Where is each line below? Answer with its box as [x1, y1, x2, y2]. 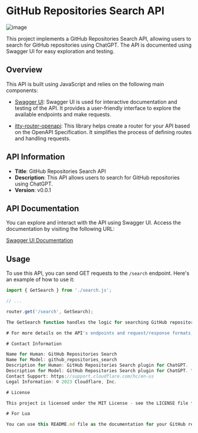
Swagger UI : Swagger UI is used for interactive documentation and [14, 98, 177, 105]
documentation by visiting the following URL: [6, 226, 115, 233]
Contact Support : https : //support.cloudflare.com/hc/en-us [6, 373, 154, 379]
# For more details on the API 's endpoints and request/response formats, [6, 330, 194, 336]
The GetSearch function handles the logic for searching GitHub [6, 319, 167, 325]
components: [6, 87, 38, 94]
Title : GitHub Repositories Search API [14, 167, 106, 175]
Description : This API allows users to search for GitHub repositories [14, 174, 180, 181]
